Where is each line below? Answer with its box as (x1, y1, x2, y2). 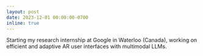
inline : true (6, 20, 40, 26)
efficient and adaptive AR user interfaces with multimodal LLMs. (6, 43, 167, 50)
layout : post (6, 8, 40, 15)
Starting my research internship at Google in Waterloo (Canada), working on (6, 37, 198, 44)
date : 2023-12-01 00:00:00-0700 (6, 14, 88, 20)
